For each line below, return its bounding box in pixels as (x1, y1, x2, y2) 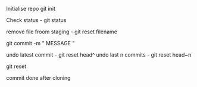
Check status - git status (6, 17, 67, 23)
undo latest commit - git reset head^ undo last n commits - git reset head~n (6, 51, 192, 58)
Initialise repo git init (6, 5, 55, 12)
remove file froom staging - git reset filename (6, 28, 118, 35)
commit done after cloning (6, 74, 71, 81)
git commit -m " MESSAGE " (6, 40, 75, 46)
